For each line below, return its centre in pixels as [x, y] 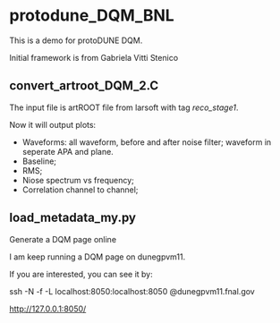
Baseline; [39, 161]
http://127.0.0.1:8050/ [48, 309]
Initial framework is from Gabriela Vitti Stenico [94, 57]
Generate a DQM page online [63, 239]
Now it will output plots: [53, 124]
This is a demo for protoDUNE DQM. [76, 40]
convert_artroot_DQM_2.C [84, 86]
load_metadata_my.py [73, 218]
